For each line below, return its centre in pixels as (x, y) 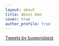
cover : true (18, 19)
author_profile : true (28, 24)
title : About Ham (23, 14)
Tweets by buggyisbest (29, 38)
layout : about (20, 10)
